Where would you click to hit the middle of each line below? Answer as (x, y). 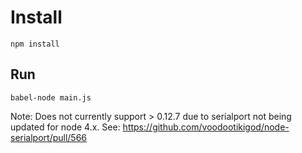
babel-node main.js (51, 97)
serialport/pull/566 (49, 137)
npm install (35, 44)
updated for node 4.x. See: (65, 127)
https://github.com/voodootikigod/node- (206, 127)
